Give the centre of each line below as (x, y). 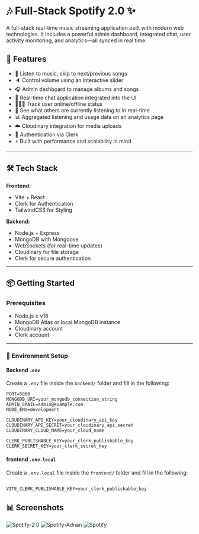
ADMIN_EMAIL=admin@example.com (45, 405)
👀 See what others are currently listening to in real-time (82, 110)
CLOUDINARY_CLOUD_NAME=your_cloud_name (55, 431)
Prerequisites (26, 303)
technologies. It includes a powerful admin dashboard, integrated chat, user (99, 34)
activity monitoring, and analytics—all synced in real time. (76, 40)
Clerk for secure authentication (53, 258)
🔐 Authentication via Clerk (46, 134)
